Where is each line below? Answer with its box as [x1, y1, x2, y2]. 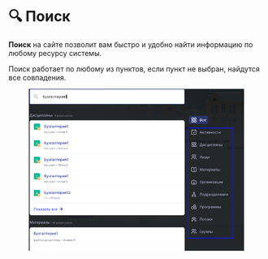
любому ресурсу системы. [8, 48, 102, 58]
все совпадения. [8, 72, 67, 82]
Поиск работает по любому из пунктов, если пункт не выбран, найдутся [8, 63, 260, 74]
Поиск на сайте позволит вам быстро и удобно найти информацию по [8, 39, 253, 50]
